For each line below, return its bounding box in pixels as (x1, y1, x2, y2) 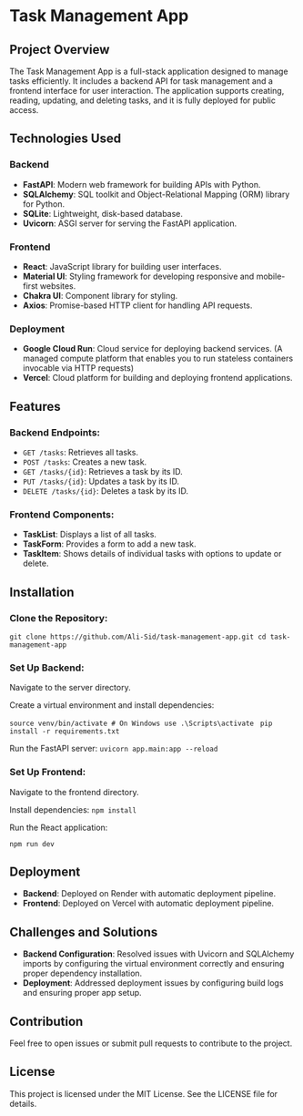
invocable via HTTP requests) (22, 363, 135, 374)
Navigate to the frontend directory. (9, 786, 139, 797)
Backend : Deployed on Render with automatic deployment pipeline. (22, 888, 276, 899)
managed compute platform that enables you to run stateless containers (22, 353, 294, 364)
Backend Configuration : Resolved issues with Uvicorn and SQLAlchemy (22, 948, 295, 959)
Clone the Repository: (9, 611, 108, 624)
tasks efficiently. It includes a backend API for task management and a (9, 76, 273, 87)
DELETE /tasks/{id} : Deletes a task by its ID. (22, 485, 189, 497)
